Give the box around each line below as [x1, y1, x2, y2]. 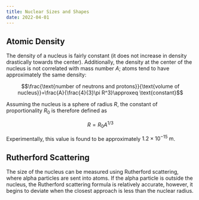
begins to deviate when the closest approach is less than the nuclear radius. [6, 187, 194, 195]
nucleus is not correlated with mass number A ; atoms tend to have [6, 65, 170, 72]
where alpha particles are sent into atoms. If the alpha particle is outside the [6, 174, 193, 182]
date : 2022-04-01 [6, 14, 50, 20]
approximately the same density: [6, 71, 87, 78]
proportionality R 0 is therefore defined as [6, 107, 108, 116]
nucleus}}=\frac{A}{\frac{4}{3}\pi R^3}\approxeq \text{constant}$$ [17, 89, 183, 96]
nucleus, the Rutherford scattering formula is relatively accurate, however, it [6, 181, 193, 188]
